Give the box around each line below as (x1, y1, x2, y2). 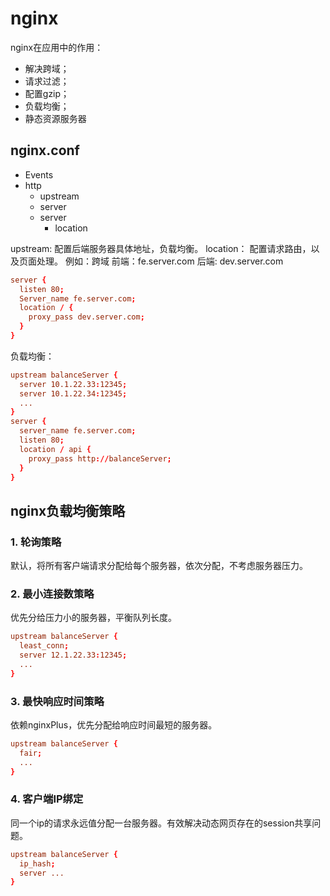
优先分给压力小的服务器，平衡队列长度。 (10, 612, 177, 624)
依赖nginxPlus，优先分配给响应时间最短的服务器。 (10, 719, 218, 731)
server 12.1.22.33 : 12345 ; (19, 650, 128, 661)
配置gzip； (24, 87, 70, 99)
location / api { (19, 444, 92, 454)
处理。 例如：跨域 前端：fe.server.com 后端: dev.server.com (36, 255, 284, 267)
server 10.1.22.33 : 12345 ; (19, 379, 128, 389)
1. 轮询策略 (10, 535, 62, 549)
